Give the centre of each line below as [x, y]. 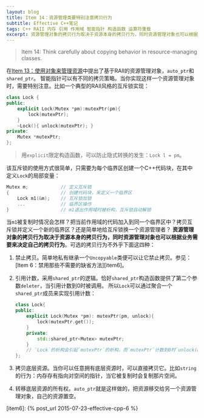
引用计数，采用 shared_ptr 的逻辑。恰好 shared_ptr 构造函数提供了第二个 [104, 278]
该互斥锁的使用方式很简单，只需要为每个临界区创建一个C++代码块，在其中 [100, 168]
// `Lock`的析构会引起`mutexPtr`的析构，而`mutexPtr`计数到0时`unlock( [112, 350]
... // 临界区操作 [55, 204]
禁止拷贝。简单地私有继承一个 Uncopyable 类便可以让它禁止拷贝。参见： [103, 258]
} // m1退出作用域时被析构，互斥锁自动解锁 [79, 210]
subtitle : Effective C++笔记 [42, 23]
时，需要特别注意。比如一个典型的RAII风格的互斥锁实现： [78, 86]
